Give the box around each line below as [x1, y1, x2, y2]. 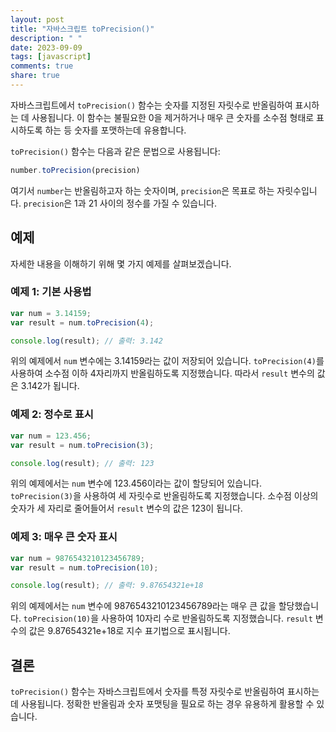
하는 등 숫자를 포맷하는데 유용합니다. [44, 124, 187, 136]
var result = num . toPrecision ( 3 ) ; [10, 440, 155, 450]
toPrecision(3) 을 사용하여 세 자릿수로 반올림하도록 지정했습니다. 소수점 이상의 [10, 490, 319, 502]
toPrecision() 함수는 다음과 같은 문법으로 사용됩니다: [10, 145, 221, 157]
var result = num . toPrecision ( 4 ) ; [10, 317, 155, 328]
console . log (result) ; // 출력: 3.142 [10, 336, 163, 346]
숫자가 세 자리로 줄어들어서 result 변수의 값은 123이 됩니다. [10, 502, 243, 515]
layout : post [10, 14, 65, 25]
